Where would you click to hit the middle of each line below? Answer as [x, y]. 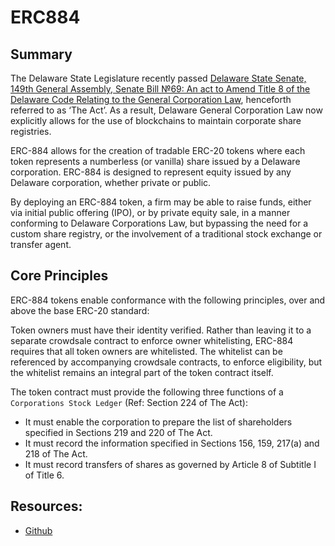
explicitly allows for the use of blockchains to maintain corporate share [156, 120]
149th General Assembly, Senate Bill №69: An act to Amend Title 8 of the [160, 89]
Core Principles [59, 276]
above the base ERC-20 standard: [80, 310]
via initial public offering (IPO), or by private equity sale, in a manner [150, 212]
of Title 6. [44, 475]
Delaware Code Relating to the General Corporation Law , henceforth [151, 99]
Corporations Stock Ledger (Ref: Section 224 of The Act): [129, 402]
